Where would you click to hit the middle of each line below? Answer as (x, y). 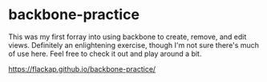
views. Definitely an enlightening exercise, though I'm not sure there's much (133, 45)
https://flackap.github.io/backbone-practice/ (82, 68)
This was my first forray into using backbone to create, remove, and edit (127, 37)
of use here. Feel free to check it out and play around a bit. (105, 53)
